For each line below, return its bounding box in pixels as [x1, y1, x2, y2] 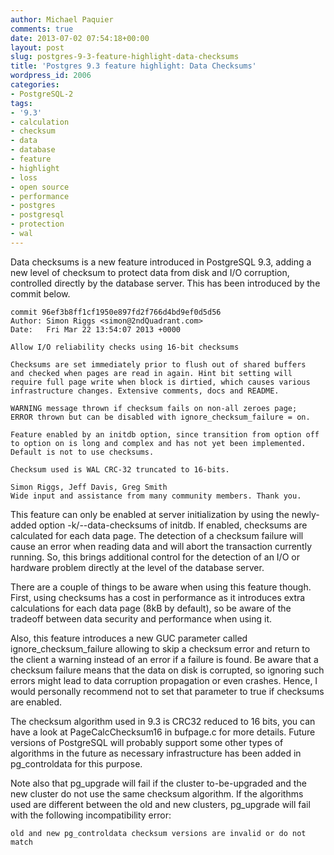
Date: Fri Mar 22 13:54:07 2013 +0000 [10, 324, 182, 335]
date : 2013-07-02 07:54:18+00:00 [10, 33, 150, 43]
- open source [10, 182, 70, 192]
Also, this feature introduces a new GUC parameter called [10, 632, 248, 644]
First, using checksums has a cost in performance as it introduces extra [10, 591, 306, 603]
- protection [10, 219, 65, 230]
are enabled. [10, 696, 63, 708]
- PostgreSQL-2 [10, 89, 74, 99]
